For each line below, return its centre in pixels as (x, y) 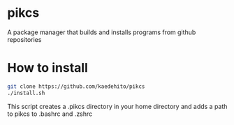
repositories (24, 39)
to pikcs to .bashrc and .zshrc (50, 114)
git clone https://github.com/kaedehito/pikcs (76, 86)
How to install (48, 68)
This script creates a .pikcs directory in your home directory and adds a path (117, 106)
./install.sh (26, 93)
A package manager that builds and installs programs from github (102, 32)
